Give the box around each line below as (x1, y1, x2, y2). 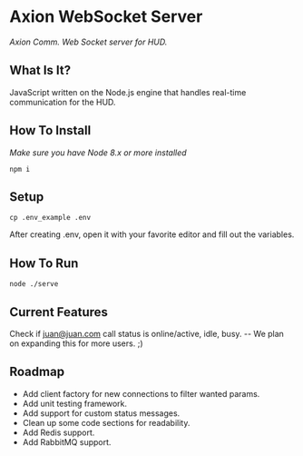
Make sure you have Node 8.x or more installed (9, 147, 188, 158)
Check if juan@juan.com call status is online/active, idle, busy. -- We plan (9, 329, 284, 339)
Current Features (9, 304, 109, 320)
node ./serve (9, 280, 59, 289)
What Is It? (9, 63, 71, 78)
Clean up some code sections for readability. (22, 417, 191, 428)
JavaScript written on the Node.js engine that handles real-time (9, 86, 247, 97)
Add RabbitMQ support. (22, 436, 112, 447)
